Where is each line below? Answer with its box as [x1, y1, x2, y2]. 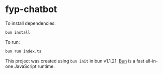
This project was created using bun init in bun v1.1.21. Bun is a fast [5, 58, 145, 64]
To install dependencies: [5, 20, 56, 26]
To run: [5, 39, 20, 45]
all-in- [145, 58, 158, 64]
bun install [5, 30, 30, 35]
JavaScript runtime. [14, 63, 55, 69]
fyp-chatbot [5, 4, 57, 15]
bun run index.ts [5, 49, 42, 54]
